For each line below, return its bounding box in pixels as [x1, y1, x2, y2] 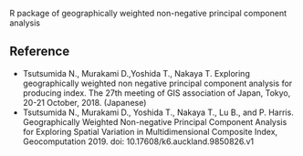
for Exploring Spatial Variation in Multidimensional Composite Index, [22, 126, 278, 137]
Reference [9, 44, 70, 59]
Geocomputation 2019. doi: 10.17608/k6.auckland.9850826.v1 [22, 136, 254, 147]
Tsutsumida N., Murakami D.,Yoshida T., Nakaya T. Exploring [22, 68, 251, 78]
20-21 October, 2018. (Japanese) [22, 97, 147, 108]
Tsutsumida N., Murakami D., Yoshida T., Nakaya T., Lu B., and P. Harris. [22, 107, 294, 118]
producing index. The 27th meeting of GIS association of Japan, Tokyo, [22, 87, 291, 99]
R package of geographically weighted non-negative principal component [9, 8, 287, 18]
